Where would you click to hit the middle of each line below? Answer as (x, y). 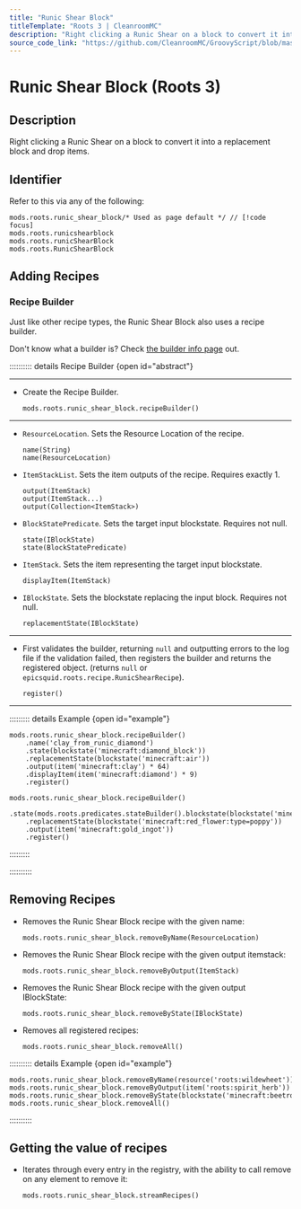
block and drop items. (49, 151)
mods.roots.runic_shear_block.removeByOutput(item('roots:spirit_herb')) (150, 1088)
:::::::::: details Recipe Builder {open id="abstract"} (102, 366)
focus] (21, 225)
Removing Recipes (62, 900)
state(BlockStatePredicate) (74, 547)
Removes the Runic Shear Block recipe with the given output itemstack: (154, 954)
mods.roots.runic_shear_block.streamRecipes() (111, 1196)
